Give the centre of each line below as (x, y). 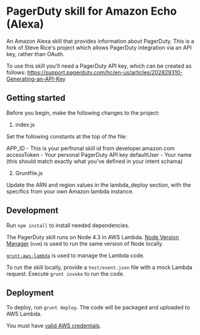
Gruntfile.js (29, 173)
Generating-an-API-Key (36, 79)
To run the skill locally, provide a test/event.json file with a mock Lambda (99, 267)
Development (33, 211)
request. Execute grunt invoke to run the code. (66, 273)
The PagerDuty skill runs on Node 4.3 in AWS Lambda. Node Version (93, 237)
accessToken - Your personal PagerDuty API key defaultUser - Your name (99, 154)
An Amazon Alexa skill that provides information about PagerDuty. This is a (100, 41)
